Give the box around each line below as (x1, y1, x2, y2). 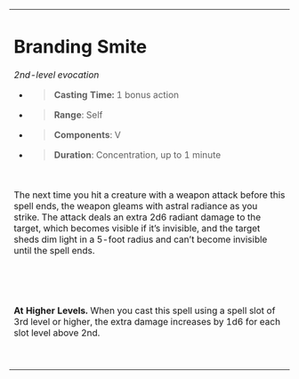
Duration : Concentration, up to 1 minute (53, 149, 222, 161)
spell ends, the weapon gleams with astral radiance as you (13, 200, 258, 213)
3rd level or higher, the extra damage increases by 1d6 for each (13, 316, 281, 328)
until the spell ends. (13, 245, 95, 257)
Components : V (53, 129, 122, 141)
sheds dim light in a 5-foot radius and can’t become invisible (13, 233, 268, 246)
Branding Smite (13, 35, 148, 58)
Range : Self (53, 109, 103, 121)
